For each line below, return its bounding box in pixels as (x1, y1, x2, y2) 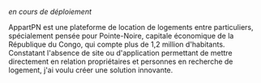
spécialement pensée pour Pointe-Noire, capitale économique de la (8, 31, 234, 40)
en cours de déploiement (8, 7, 92, 16)
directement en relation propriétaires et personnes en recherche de (8, 56, 233, 66)
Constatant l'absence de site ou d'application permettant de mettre (8, 48, 233, 57)
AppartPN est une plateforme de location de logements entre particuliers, (8, 23, 254, 31)
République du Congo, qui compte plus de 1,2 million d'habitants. (8, 39, 225, 49)
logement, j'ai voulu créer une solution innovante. (8, 65, 173, 75)
